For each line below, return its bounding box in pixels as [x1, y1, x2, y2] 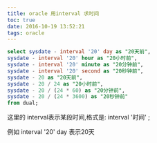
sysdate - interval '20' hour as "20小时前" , [7, 55, 138, 62]
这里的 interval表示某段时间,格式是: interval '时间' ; [7, 113, 151, 122]
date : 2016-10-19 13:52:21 [7, 23, 85, 30]
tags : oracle [7, 29, 45, 37]
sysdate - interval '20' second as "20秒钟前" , [7, 67, 144, 75]
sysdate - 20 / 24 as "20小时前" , [7, 80, 104, 87]
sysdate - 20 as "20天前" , [7, 74, 83, 81]
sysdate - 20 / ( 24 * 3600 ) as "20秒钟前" [7, 93, 129, 100]
